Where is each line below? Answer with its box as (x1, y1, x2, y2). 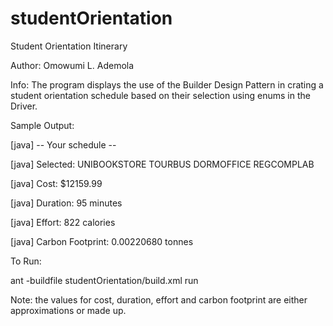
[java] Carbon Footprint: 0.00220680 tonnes (10, 235, 194, 247)
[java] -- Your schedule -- (10, 138, 117, 151)
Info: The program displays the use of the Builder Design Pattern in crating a (10, 78, 324, 91)
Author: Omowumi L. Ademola (10, 59, 135, 71)
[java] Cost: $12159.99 (10, 177, 103, 189)
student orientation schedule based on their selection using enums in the (10, 89, 311, 101)
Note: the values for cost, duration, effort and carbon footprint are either (10, 293, 308, 306)
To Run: (10, 255, 42, 267)
